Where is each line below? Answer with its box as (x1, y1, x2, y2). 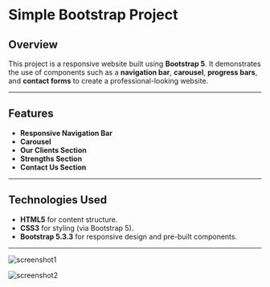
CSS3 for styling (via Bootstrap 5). (19, 223, 134, 232)
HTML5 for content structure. (19, 215, 118, 224)
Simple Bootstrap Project (8, 6, 178, 24)
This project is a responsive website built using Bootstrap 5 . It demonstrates (8, 59, 261, 68)
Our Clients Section (19, 145, 87, 154)
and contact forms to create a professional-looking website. (8, 76, 209, 85)
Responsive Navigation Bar (19, 128, 112, 137)
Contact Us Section (19, 162, 87, 172)
